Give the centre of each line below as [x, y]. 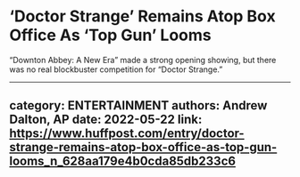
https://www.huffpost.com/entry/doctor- [127, 134]
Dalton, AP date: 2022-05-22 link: [106, 120]
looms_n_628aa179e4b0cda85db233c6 [123, 161]
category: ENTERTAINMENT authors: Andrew [138, 105]
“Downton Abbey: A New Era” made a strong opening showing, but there [143, 60]
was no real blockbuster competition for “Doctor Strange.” [116, 69]
